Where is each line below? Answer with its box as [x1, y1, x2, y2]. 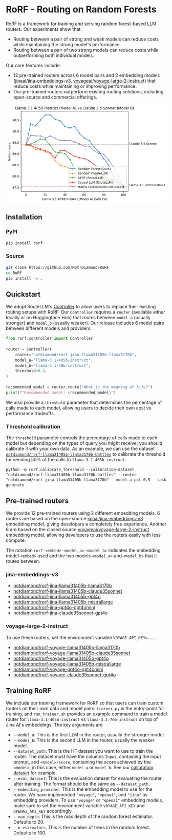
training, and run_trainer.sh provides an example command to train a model [6, 711, 167, 717]
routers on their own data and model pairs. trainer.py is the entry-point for [6, 706, 164, 712]
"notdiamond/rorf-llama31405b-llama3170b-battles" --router [6, 472, 137, 478]
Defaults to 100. [13, 830, 47, 836]
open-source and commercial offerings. [13, 94, 98, 100]
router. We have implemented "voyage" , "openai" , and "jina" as [13, 792, 148, 798]
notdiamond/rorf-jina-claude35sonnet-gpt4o [13, 610, 108, 616]
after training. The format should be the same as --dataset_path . [13, 781, 150, 787]
